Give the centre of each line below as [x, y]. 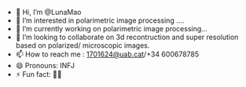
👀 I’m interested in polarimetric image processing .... [100, 20]
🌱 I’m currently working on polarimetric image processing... [112, 29]
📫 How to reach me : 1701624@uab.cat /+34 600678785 [107, 54]
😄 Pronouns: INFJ [45, 65]
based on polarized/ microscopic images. [83, 45]
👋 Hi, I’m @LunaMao [48, 12]
